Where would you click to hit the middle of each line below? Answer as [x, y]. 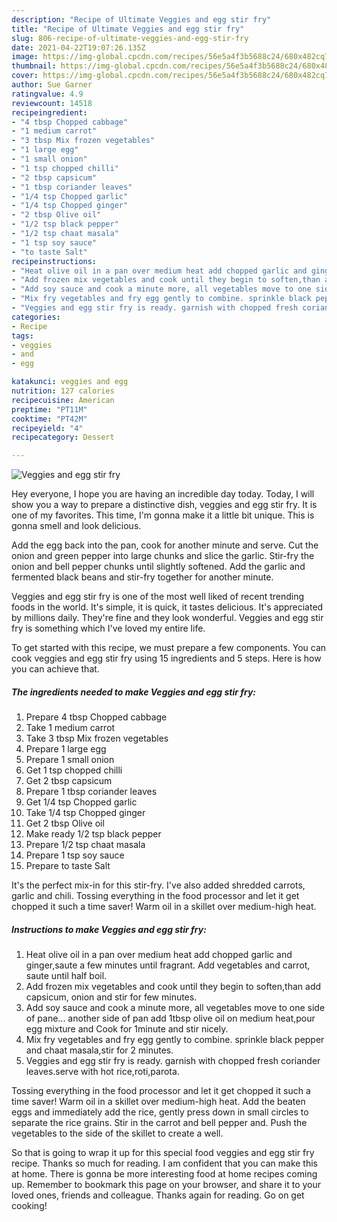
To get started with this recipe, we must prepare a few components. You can [169, 648]
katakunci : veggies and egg [70, 382]
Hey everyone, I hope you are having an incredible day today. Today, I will [163, 494]
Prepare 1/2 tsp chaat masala [85, 845]
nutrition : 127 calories [63, 391]
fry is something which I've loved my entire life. [108, 628]
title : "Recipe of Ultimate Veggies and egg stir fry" [128, 29]
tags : [22, 336]
